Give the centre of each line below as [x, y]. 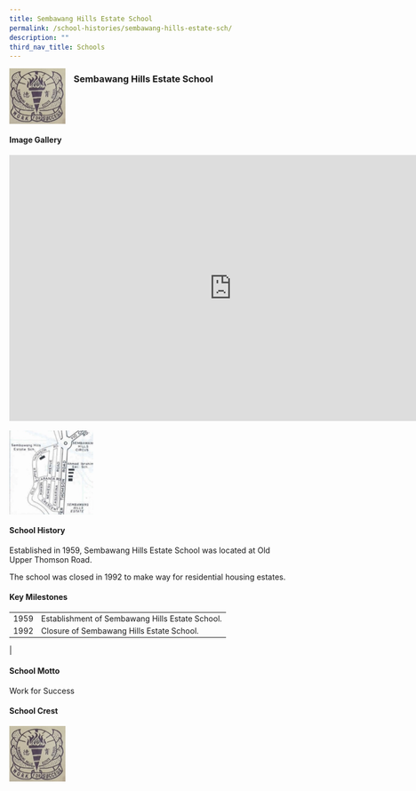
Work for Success [42, 691]
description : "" [39, 37]
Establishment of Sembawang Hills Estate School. [132, 619]
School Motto [35, 670]
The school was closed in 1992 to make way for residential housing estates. [148, 577]
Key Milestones [39, 597]
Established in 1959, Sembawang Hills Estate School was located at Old [140, 550]
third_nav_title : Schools [57, 47]
